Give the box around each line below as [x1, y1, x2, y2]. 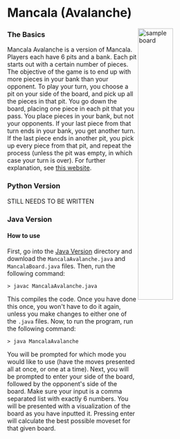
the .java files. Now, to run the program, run [7, 317, 134, 325]
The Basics [7, 30, 46, 40]
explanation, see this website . [7, 163, 92, 172]
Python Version [7, 181, 61, 191]
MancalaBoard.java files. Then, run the [7, 262, 116, 270]
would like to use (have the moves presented [7, 357, 135, 366]
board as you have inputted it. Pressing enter [7, 409, 136, 417]
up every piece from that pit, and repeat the [7, 141, 132, 150]
